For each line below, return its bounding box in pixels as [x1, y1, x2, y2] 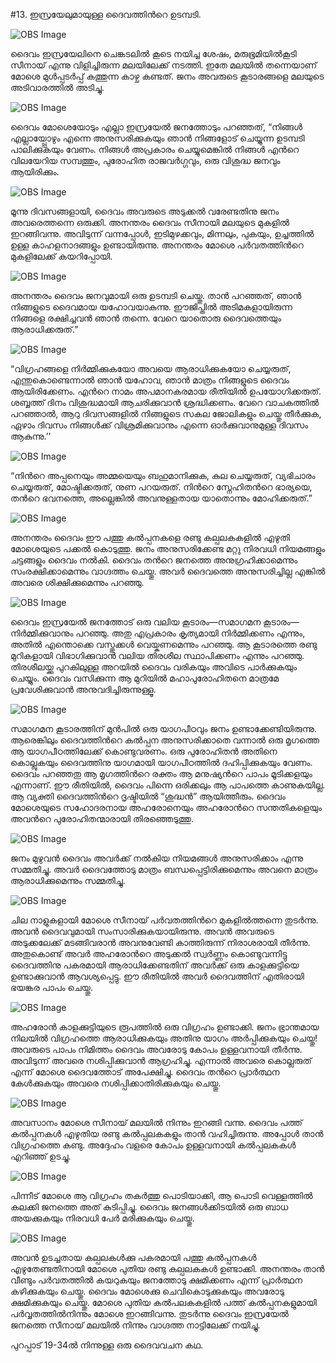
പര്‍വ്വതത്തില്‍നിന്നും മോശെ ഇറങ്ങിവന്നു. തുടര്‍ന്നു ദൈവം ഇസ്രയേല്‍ [10, 1308, 289, 1319]
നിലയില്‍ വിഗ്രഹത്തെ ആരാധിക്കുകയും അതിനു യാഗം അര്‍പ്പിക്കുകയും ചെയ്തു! [10, 1032, 318, 1044]
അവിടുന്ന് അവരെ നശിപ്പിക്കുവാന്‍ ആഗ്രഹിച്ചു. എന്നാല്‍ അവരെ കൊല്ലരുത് [10, 1055, 312, 1066]
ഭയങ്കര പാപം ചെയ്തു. [10, 982, 93, 993]
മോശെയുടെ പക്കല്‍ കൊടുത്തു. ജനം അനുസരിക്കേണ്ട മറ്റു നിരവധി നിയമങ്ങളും [10, 543, 326, 554]
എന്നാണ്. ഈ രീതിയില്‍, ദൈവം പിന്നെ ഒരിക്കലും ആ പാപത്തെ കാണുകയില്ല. [10, 779, 326, 791]
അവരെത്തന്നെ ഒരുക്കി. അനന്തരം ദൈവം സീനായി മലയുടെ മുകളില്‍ [10, 217, 290, 228]
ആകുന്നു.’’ [10, 430, 52, 442]
